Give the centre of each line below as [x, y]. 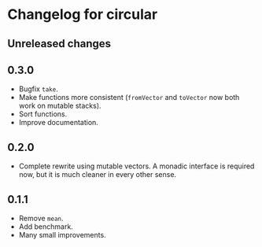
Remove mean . [41, 219]
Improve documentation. [59, 123]
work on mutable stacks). [60, 106]
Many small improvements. [63, 235]
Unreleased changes [59, 44]
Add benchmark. [46, 227]
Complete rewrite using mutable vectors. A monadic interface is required [137, 166]
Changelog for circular [83, 15]
